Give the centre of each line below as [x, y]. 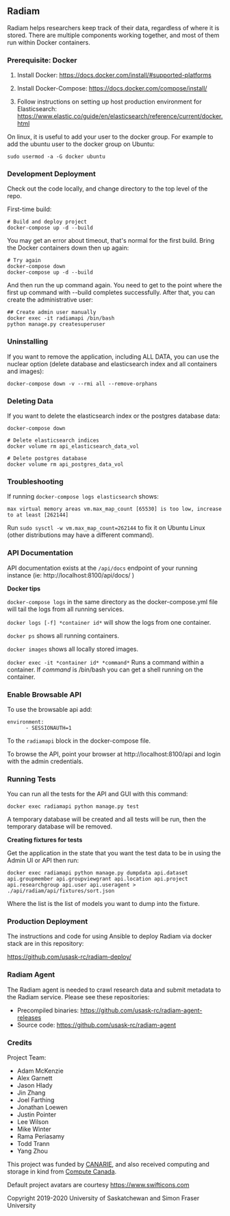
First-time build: [29, 209]
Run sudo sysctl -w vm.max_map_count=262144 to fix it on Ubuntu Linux [106, 528]
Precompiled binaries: [48, 1010]
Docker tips [24, 588]
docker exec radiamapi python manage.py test [73, 807]
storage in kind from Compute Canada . [62, 1171]
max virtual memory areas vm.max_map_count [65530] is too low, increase [115, 509]
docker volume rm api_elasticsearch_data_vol [73, 446]
